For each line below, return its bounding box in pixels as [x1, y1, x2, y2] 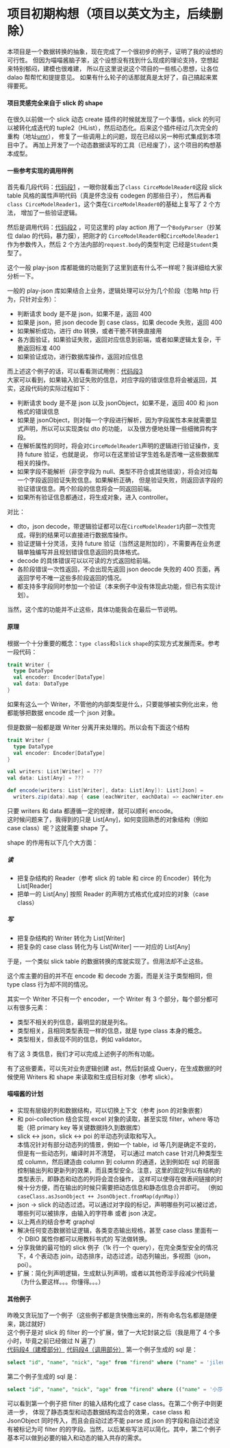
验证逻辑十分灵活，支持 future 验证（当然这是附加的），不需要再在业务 [16, 540, 215, 548]
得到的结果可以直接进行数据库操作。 [29, 531, 131, 539]
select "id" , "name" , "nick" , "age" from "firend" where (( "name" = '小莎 [7, 1386, 223, 1393]
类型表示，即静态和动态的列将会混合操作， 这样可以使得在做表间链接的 [16, 1175, 217, 1183]
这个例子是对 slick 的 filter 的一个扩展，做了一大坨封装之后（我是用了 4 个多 [7, 1328, 221, 1337]
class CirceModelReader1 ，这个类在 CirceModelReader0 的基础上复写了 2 [7, 200, 207, 208]
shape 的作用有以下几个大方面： [7, 838, 99, 847]
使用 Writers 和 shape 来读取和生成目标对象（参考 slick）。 [12, 1072, 177, 1081]
